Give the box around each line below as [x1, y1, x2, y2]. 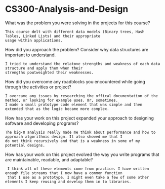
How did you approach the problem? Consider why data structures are [5, 46, 149, 52]
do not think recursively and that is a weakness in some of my [5, 138, 140, 144]
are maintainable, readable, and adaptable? [5, 156, 93, 162]
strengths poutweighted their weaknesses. [5, 70, 94, 75]
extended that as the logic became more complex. [5, 106, 110, 112]
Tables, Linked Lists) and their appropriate [5, 34, 100, 38]
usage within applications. [5, 38, 63, 43]
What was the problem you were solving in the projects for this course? [5, 20, 150, 26]
